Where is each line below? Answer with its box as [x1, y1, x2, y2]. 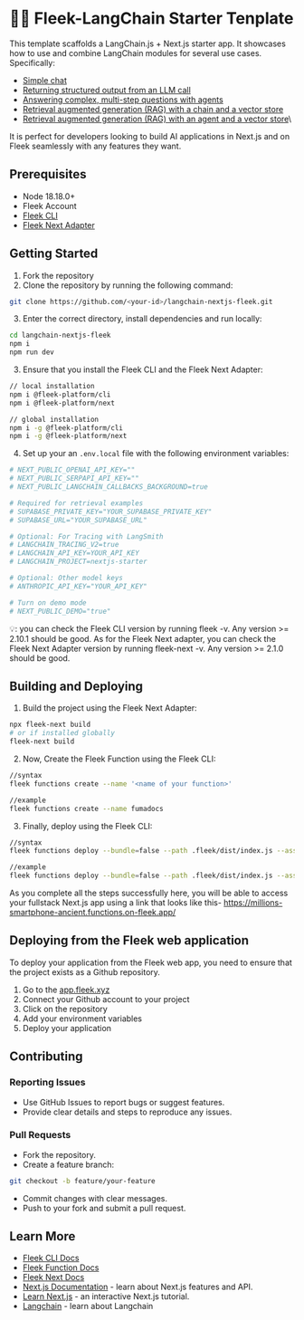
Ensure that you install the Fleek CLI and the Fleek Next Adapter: [22, 364, 264, 375]
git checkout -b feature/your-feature [9, 1176, 156, 1185]
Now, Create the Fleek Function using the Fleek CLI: [22, 753, 216, 764]
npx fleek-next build [9, 720, 91, 730]
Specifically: [9, 57, 56, 68]
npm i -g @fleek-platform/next [9, 432, 128, 441]
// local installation [9, 382, 95, 391]
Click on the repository [22, 1003, 109, 1014]
